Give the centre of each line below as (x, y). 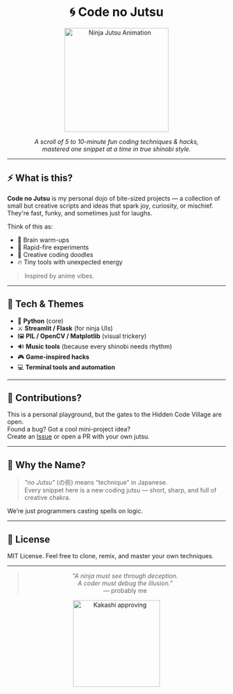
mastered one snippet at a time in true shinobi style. (116, 149)
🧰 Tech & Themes (46, 304)
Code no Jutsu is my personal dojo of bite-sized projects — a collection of (114, 198)
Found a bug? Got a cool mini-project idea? (69, 429)
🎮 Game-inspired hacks (53, 357)
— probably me (125, 590)
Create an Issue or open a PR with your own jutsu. (79, 436)
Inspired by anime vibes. (59, 276)
